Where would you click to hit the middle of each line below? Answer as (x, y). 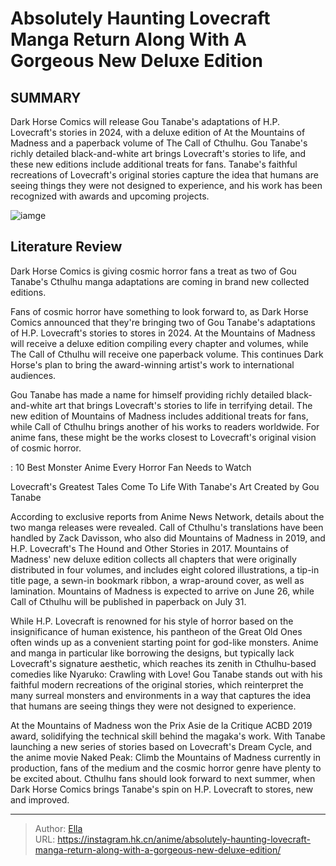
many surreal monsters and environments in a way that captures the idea (161, 695)
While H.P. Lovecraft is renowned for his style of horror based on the (152, 621)
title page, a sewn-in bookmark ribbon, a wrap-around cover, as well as (157, 580)
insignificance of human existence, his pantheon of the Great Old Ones (156, 631)
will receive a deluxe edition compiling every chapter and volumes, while (159, 343)
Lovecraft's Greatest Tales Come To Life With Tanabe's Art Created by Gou (165, 486)
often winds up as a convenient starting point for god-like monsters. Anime (164, 642)
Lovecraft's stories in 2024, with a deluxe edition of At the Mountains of (158, 132)
